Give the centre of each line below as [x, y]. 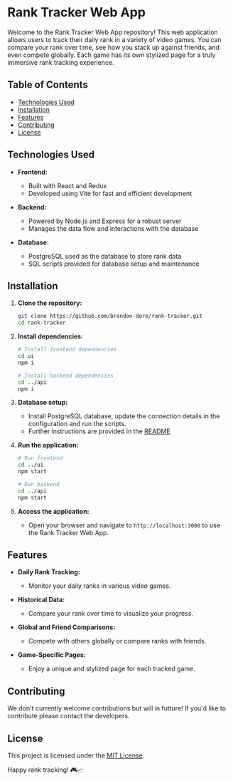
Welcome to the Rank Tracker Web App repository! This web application [113, 32]
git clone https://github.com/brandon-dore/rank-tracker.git [110, 316]
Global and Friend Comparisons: [66, 627]
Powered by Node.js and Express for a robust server [105, 221]
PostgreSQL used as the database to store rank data [105, 256]
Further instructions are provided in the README [99, 431]
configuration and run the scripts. [77, 424]
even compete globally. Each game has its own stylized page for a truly [112, 55]
